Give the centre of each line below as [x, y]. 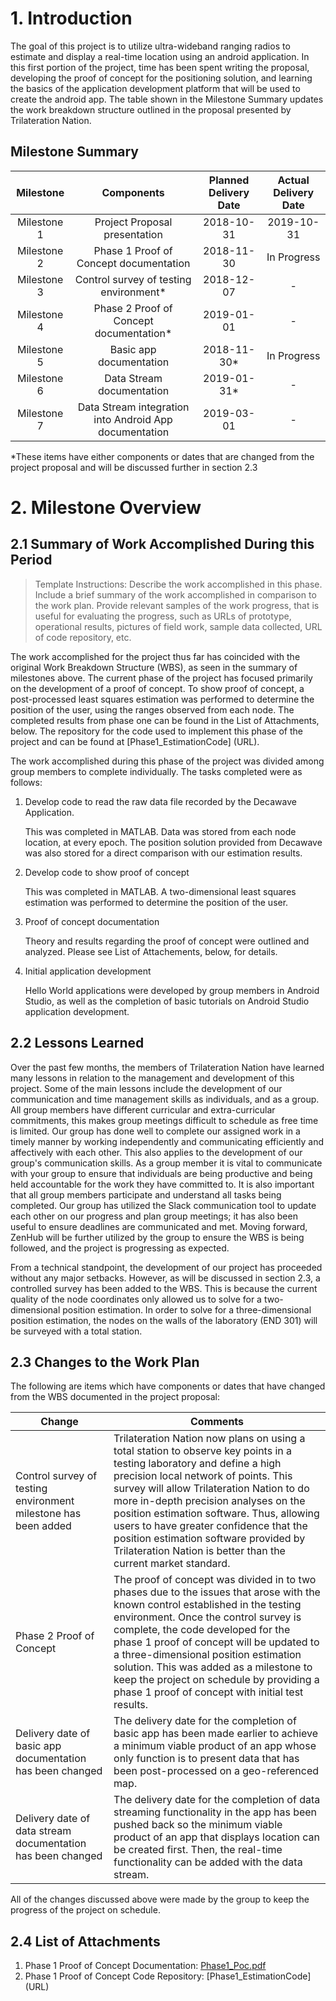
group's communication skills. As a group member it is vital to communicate [166, 1163]
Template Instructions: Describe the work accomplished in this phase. [178, 584]
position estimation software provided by [209, 1539]
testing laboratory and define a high [197, 1464]
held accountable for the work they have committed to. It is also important [162, 1184]
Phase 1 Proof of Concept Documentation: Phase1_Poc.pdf [145, 1966]
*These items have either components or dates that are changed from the [162, 456]
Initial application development [88, 971]
